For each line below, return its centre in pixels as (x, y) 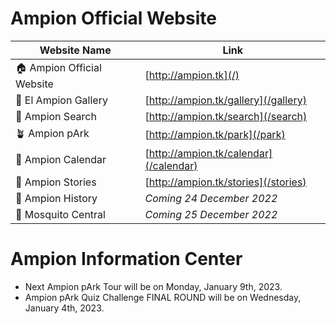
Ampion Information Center (126, 259)
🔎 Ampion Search (56, 116)
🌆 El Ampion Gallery (61, 100)
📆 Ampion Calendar (61, 159)
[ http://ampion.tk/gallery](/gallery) (225, 100)
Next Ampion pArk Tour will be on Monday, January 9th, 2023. (153, 286)
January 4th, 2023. (64, 308)
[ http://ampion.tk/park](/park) (215, 135)
